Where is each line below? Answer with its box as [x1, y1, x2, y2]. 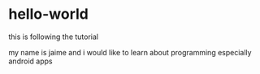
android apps [8, 56, 53, 66]
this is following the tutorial [8, 32, 99, 41]
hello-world [8, 5, 89, 24]
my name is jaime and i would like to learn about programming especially [8, 47, 252, 57]
